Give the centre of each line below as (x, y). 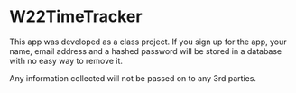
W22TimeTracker (76, 17)
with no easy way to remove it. (66, 60)
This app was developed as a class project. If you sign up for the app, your (148, 42)
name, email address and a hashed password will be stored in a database (146, 51)
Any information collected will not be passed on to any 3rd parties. (133, 78)
